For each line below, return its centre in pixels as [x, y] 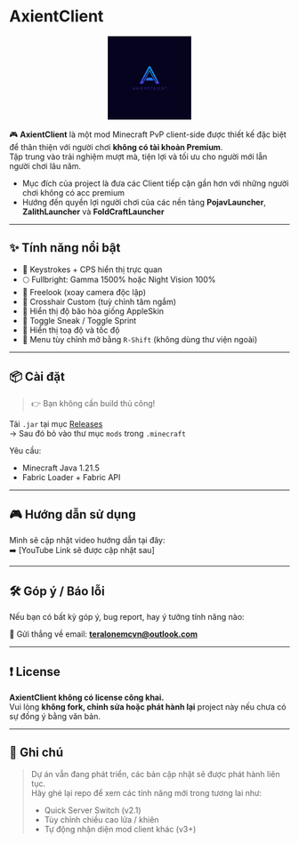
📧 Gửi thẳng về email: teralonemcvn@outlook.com [104, 634]
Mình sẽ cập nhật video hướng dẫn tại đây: [88, 541]
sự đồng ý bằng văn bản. [55, 716]
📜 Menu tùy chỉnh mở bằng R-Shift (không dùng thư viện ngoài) [140, 339]
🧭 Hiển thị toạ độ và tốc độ [71, 330]
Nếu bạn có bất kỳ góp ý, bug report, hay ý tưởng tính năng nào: [127, 617]
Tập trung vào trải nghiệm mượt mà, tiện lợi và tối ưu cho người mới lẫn [138, 157]
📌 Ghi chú [36, 753]
